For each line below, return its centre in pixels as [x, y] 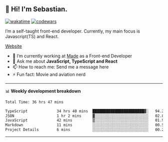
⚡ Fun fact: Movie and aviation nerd [49, 74]
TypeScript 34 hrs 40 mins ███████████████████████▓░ [77, 111]
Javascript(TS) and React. [32, 36]
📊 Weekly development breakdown [43, 91]
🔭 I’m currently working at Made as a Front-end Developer [72, 56]
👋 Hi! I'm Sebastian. [36, 9]
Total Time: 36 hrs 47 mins [34, 102]
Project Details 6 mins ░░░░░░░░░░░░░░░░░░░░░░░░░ [77, 130]
